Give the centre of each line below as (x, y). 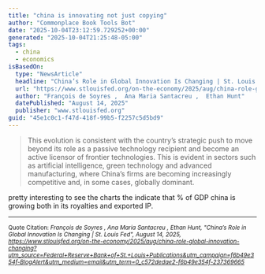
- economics (35, 60)
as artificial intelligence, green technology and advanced (119, 165)
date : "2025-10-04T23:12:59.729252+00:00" (79, 30)
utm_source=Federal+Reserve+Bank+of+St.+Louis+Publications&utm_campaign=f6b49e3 (131, 255)
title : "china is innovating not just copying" (88, 15)
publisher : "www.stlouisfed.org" (70, 111)
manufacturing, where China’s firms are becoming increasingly (129, 173)
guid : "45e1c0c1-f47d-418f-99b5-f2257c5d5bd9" (86, 118)
